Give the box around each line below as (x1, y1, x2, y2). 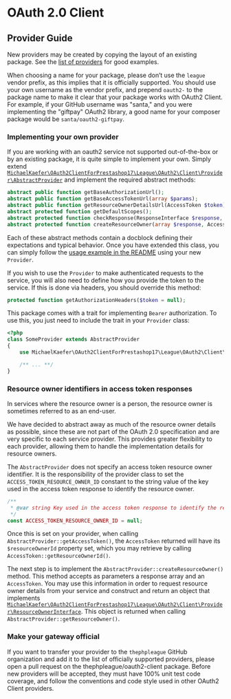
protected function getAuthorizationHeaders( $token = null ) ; (7, 297, 186, 303)
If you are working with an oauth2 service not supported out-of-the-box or (7, 148, 219, 156)
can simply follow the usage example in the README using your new (7, 248, 201, 256)
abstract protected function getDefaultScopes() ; (7, 208, 153, 215)
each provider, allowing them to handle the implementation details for (7, 442, 203, 450)
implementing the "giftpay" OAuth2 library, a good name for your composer (7, 108, 221, 116)
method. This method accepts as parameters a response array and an (7, 572, 205, 581)
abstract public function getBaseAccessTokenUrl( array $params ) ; (7, 195, 198, 202)
